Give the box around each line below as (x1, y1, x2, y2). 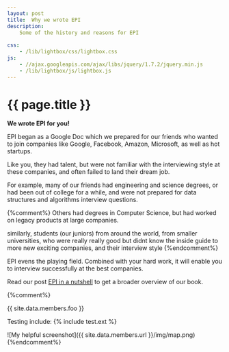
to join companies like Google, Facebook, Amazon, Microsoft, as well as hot (7, 140, 220, 148)
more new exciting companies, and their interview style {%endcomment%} (7, 244, 219, 252)
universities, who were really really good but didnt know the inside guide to (7, 237, 219, 245)
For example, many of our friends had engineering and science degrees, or (7, 181, 219, 189)
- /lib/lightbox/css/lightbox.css (19, 49, 118, 55)
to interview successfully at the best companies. (7, 264, 144, 273)
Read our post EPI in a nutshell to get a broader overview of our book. (7, 278, 204, 286)
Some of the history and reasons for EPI (19, 29, 139, 36)
